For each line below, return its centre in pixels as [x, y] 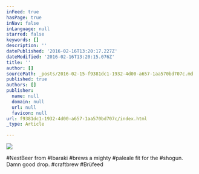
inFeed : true [23, 12]
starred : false [25, 34]
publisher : [20, 91]
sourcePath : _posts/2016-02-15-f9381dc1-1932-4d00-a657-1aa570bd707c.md [100, 74]
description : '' [27, 46]
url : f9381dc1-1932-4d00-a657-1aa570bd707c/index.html [77, 118]
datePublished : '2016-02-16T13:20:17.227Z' [62, 51]
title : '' [19, 62]
